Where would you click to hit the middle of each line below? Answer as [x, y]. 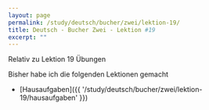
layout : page [29, 15]
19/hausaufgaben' [49, 98]
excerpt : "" [27, 37]
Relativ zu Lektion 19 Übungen [57, 59]
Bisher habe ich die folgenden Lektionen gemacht [88, 74]
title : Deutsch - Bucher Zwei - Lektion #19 [82, 30]
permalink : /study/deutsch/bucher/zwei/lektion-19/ [94, 23]
